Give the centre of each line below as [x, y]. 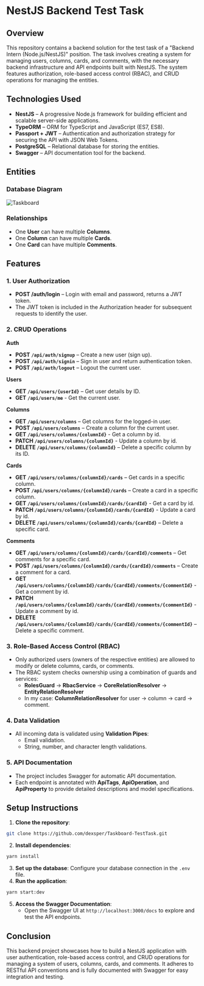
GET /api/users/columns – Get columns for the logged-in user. [93, 421]
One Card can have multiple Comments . [66, 244]
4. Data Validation [33, 721]
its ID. [22, 453]
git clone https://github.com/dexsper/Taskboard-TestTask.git [87, 834]
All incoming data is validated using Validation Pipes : [82, 734]
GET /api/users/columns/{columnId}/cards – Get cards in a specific [100, 477]
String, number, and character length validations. [86, 747]
